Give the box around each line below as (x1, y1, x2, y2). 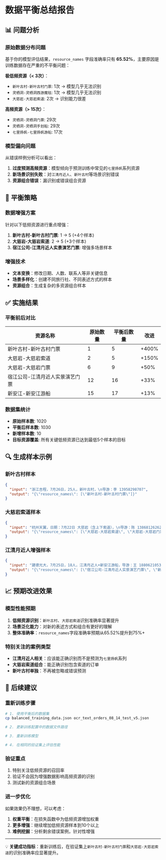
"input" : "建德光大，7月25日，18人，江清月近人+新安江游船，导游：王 (9, 563, 137, 568)
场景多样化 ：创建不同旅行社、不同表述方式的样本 (12, 276, 112, 282)
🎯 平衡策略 (5, 193, 37, 202)
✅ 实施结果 (5, 299, 39, 307)
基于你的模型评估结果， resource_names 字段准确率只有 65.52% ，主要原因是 (5, 56, 159, 62)
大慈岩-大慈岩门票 (7, 364, 51, 371)
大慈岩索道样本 (5, 509, 41, 516)
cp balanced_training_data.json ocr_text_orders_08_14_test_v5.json (5, 716, 149, 721)
